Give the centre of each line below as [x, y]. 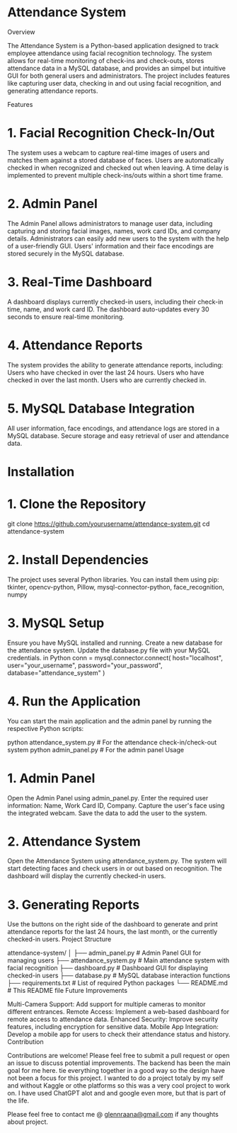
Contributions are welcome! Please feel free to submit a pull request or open [118, 1056]
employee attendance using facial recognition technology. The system [110, 53]
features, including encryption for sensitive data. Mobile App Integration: [113, 1027]
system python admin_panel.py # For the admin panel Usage [96, 749]
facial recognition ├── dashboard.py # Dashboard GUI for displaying [108, 968]
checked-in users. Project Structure [59, 939]
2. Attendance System [74, 841]
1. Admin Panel [51, 778]
